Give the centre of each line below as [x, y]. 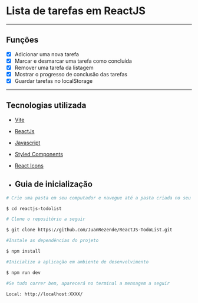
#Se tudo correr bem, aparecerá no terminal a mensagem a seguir [88, 283]
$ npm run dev [24, 273]
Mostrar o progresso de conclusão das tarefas [71, 74]
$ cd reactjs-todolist [34, 208]
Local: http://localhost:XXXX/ [44, 294]
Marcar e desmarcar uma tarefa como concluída [73, 61]
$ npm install [24, 252]
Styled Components [39, 154]
